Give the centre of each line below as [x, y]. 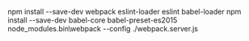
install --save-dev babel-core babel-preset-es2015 [93, 20]
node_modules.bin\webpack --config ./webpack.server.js [103, 29]
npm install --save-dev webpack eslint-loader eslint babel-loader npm [124, 12]
